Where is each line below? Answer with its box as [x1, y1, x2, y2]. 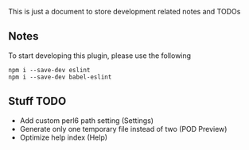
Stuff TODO [8, 94, 67, 108]
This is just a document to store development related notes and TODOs [8, 7, 241, 16]
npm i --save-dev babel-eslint [8, 73, 112, 81]
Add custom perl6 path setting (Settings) [19, 115, 154, 125]
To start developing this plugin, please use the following [8, 51, 192, 60]
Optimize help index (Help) [19, 133, 108, 142]
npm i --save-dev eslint [8, 66, 91, 74]
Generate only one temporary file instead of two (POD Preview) [19, 124, 228, 133]
